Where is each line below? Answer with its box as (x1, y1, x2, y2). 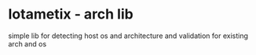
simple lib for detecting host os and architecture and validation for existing (8, 31, 249, 40)
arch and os (8, 39, 47, 48)
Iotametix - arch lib (8, 5, 133, 23)
